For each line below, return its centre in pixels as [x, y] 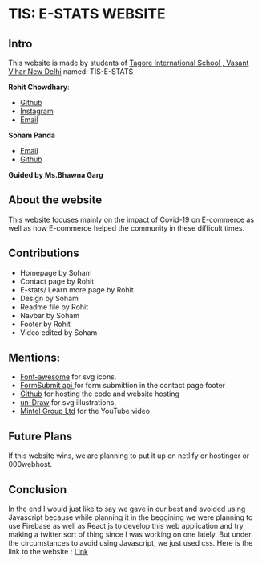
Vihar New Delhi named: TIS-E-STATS [71, 72]
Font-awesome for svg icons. [68, 377]
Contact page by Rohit [57, 281]
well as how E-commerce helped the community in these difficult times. [127, 228]
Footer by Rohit [45, 324]
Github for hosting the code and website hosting [100, 394]
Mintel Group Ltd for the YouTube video [85, 411]
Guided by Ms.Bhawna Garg [56, 175]
